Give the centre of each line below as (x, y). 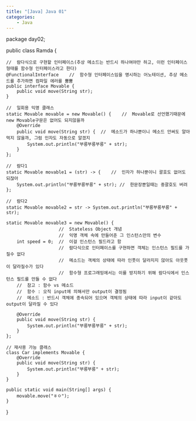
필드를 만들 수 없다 (37, 279)
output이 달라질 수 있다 (32, 304)
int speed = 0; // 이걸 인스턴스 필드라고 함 (69, 242)
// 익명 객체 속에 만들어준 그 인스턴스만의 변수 (110, 236)
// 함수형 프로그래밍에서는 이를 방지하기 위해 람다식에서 (119, 273)
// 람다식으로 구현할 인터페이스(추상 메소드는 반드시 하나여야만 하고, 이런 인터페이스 (97, 62)
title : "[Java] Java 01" (36, 11)
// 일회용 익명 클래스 (30, 108)
